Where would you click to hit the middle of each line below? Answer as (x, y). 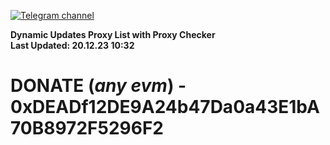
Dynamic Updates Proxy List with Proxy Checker (113, 34)
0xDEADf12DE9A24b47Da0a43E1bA (165, 107)
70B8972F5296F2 (87, 128)
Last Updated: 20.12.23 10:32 (72, 45)
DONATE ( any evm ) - (98, 86)
